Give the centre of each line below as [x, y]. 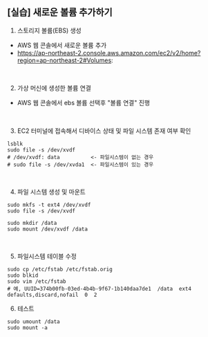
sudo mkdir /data [32, 223]
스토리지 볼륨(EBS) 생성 [49, 30]
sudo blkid [23, 275]
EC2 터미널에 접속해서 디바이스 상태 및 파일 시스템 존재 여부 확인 [104, 131]
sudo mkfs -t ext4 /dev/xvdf [49, 205]
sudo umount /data [34, 321]
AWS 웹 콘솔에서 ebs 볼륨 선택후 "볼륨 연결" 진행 [84, 102]
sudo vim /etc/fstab [37, 281]
